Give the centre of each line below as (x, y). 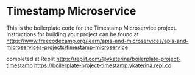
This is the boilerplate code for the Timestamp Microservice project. (92, 28)
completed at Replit (31, 59)
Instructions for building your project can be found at (73, 34)
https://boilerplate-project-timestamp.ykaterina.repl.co (103, 65)
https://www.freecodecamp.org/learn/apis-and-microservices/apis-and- (97, 41)
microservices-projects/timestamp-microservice (67, 47)
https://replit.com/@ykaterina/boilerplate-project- (119, 59)
